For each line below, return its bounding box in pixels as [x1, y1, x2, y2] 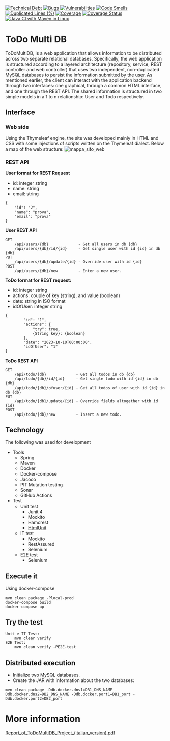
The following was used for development [5, 439, 91, 445]
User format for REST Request [5, 170, 70, 176]
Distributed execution [5, 659, 76, 667]
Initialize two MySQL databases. [12, 672, 80, 678]
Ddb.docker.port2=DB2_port [5, 696, 63, 701]
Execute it [5, 572, 38, 581]
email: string [12, 191, 39, 197]
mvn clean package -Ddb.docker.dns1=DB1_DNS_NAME [5, 687, 113, 693]
